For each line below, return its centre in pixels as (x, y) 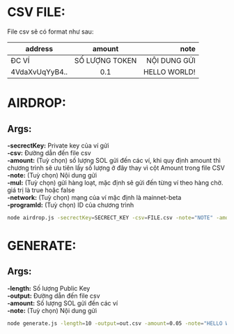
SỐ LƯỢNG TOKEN (106, 60)
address (39, 48)
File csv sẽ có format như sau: (50, 31)
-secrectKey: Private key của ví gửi (58, 145)
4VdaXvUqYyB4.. (39, 72)
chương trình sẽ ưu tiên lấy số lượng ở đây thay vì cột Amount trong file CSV (116, 168)
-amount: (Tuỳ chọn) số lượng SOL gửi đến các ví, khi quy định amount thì (114, 160)
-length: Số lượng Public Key (49, 288)
